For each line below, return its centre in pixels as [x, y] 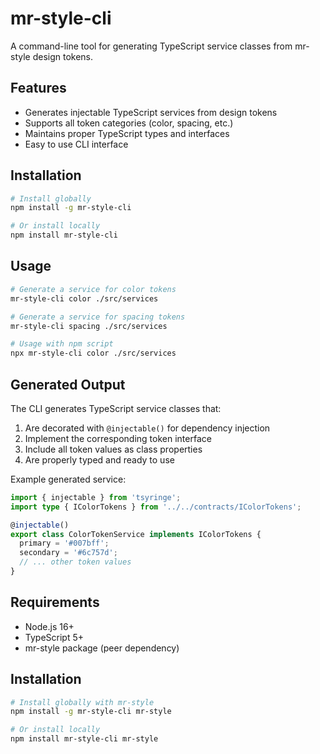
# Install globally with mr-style [82, 702]
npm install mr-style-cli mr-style [84, 739]
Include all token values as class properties [113, 449]
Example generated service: [68, 479]
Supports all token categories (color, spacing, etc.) [129, 123]
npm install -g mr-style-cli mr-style [91, 712]
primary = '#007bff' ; [64, 543]
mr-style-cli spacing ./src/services [89, 326]
